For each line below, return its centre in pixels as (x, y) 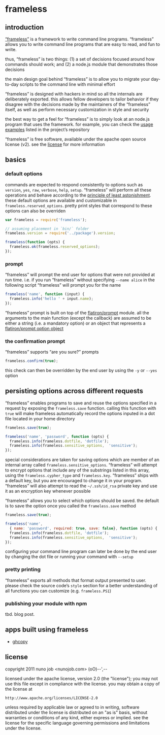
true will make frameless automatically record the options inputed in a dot (80, 413)
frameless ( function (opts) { (35, 242)
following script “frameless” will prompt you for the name (63, 285)
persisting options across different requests (74, 391)
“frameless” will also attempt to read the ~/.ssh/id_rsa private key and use (81, 486)
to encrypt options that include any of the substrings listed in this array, (78, 470)
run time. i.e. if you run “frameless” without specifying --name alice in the (80, 280)
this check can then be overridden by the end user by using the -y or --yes (81, 370)
